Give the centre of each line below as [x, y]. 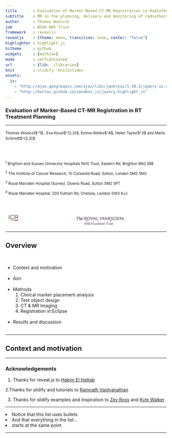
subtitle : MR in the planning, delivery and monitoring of [74, 16]
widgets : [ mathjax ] [32, 54]
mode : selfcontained [36, 59]
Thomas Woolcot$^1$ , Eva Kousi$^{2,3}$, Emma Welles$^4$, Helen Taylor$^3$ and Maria [85, 133]
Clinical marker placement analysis [57, 295]
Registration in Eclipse [44, 311]
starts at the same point [37, 425]
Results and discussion [37, 322]
